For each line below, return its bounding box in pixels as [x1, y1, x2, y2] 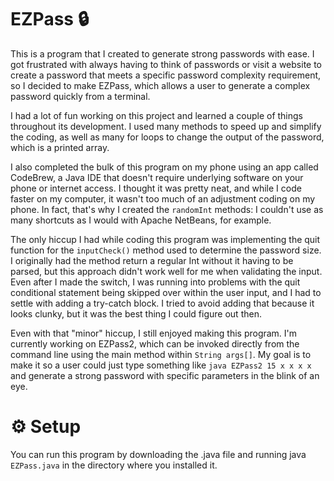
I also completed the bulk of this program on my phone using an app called [10, 161, 319, 173]
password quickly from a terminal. [10, 90, 151, 102]
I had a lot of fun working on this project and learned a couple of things [10, 109, 304, 121]
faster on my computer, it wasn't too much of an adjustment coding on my [10, 192, 316, 205]
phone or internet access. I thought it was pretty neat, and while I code [10, 182, 302, 194]
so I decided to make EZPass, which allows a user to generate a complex [10, 79, 311, 91]
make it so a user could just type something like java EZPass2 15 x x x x [10, 359, 312, 371]
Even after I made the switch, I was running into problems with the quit [10, 276, 301, 288]
